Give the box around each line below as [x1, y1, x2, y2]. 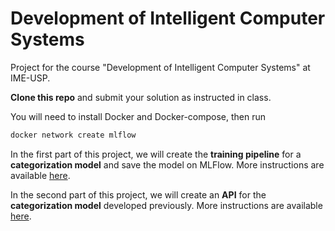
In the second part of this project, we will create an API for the [10, 188, 267, 201]
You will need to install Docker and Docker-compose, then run [10, 110, 267, 122]
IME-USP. [10, 72, 51, 84]
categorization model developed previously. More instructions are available [10, 199, 323, 211]
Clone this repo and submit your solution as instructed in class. [10, 91, 272, 103]
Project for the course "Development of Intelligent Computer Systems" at [10, 61, 311, 73]
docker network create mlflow [10, 130, 137, 140]
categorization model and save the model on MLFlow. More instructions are [10, 158, 325, 171]
